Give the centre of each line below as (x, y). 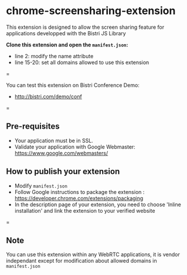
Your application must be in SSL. (54, 140)
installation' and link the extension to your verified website (85, 210)
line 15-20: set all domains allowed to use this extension (82, 62)
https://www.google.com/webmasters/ (61, 153)
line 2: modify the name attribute (54, 56)
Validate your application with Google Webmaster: (75, 147)
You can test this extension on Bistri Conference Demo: (73, 85)
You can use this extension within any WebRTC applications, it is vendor (93, 254)
